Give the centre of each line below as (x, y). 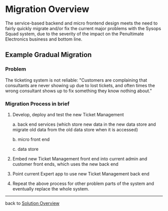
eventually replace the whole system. (51, 188)
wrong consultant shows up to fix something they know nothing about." (79, 91)
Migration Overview (47, 9)
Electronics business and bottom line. (44, 39)
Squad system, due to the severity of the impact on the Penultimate (74, 34)
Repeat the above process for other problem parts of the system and (83, 183)
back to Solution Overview (32, 203)
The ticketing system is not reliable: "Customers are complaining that (76, 80)
